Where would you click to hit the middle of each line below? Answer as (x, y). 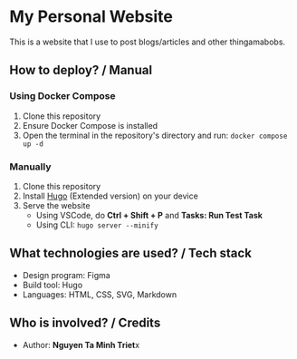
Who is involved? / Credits (85, 323)
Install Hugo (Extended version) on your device (110, 196)
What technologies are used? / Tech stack (130, 253)
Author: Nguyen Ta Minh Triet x (81, 344)
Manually (30, 167)
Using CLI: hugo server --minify (97, 225)
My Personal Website (91, 17)
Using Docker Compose (62, 96)
